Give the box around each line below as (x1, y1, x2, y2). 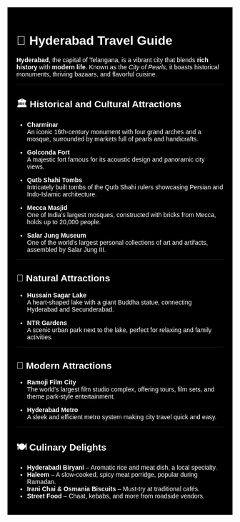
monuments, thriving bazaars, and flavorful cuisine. (16, 70, 158, 78)
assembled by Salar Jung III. (26, 246, 106, 254)
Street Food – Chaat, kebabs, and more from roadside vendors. (26, 492, 205, 501)
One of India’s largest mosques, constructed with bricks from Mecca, (26, 211, 216, 219)
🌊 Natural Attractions (16, 273, 111, 284)
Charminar (26, 121, 59, 129)
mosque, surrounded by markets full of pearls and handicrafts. (26, 135, 199, 143)
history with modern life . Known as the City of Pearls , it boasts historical (16, 63, 219, 71)
